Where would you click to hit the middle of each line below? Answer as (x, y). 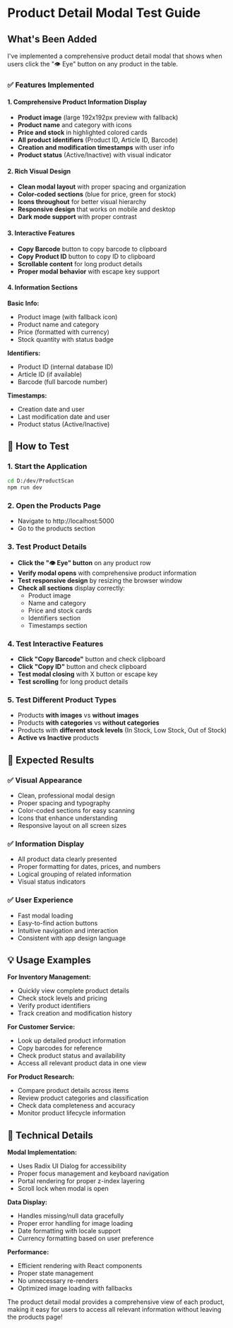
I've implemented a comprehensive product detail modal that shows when (115, 56)
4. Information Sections (43, 287)
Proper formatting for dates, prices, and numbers (89, 867)
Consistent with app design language (72, 938)
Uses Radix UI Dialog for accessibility (72, 1166)
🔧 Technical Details (50, 1135)
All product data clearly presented (67, 859)
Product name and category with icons (74, 125)
